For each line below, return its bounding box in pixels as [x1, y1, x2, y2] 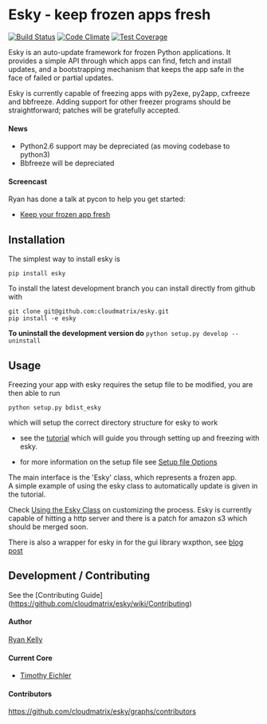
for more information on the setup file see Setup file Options [19, 457, 218, 466]
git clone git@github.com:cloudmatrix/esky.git [8, 307, 170, 316]
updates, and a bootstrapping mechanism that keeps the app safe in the [8, 64, 245, 73]
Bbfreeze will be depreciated [19, 158, 115, 168]
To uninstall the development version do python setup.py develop [8, 329, 229, 338]
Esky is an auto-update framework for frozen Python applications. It [8, 47, 231, 57]
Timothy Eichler [19, 671, 72, 680]
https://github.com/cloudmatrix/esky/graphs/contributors [8, 706, 197, 716]
